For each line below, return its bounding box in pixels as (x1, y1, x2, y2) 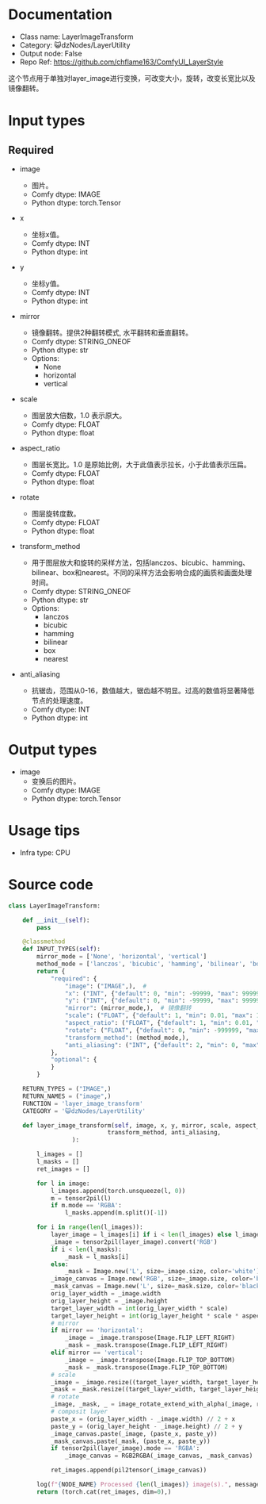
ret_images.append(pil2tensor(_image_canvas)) (50, 1466, 207, 1475)
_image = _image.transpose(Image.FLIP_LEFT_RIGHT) (64, 1334, 236, 1342)
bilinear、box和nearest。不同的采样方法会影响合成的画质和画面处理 (31, 567, 252, 577)
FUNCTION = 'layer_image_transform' (22, 1099, 144, 1107)
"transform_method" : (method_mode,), (64, 1034, 190, 1042)
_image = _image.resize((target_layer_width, (50, 1378, 203, 1386)
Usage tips (8, 822, 81, 840)
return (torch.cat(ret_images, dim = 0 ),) (36, 1487, 172, 1496)
